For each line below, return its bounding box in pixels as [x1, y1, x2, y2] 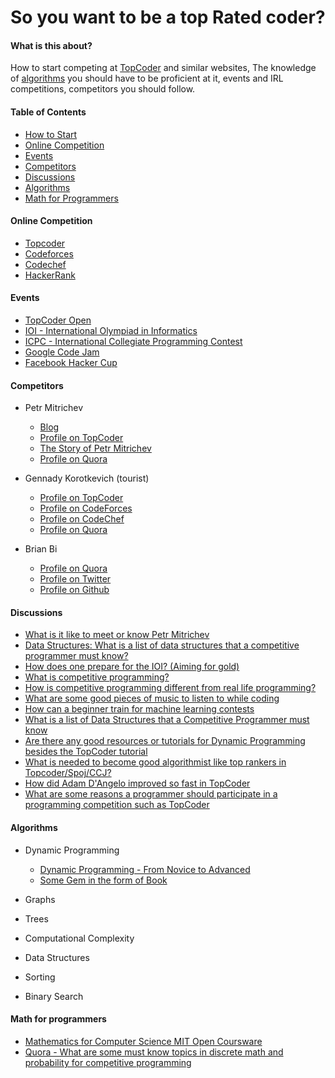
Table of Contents [10, 106, 87, 118]
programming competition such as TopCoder [24, 799, 210, 811]
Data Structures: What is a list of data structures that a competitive [24, 639, 300, 651]
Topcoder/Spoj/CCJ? [24, 767, 112, 779]
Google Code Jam [24, 346, 100, 358]
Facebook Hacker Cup [24, 357, 118, 368]
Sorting [24, 971, 56, 983]
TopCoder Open [24, 314, 92, 326]
